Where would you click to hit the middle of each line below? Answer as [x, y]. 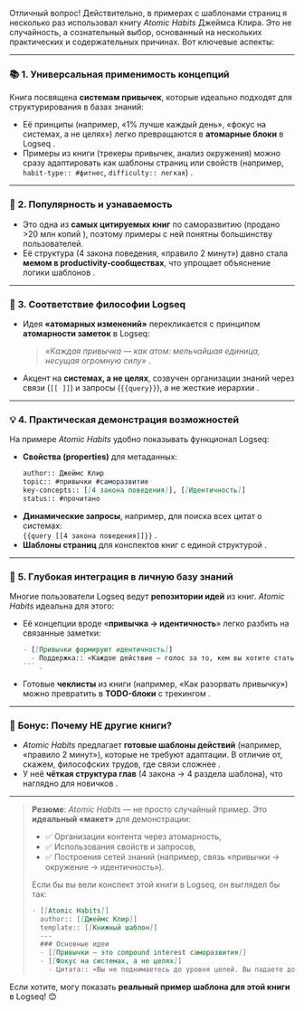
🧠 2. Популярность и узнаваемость [91, 204]
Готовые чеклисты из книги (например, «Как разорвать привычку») [155, 684]
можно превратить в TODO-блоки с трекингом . [116, 693]
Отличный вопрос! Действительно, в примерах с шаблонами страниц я [148, 13]
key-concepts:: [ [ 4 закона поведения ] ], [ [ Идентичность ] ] [134, 490]
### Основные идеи [75, 944]
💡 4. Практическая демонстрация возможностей [124, 420]
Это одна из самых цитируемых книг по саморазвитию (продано [151, 224]
